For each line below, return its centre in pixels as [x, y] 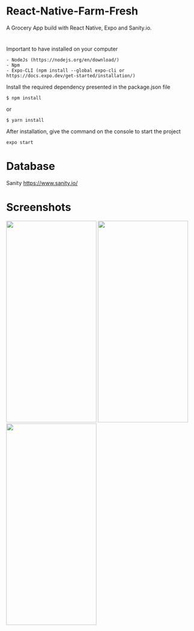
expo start [20, 143]
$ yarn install [25, 121]
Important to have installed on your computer [62, 49]
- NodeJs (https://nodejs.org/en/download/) [63, 60]
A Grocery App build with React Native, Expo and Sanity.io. [79, 28]
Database [31, 166]
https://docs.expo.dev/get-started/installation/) [71, 76]
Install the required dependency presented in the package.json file [88, 87]
